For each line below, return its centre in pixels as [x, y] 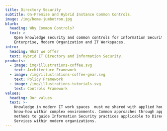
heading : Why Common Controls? [42, 28]
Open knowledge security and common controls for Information [80, 38]
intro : [12, 47]
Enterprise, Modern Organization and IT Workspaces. [70, 42]
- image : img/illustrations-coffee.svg [51, 65]
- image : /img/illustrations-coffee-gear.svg [58, 75]
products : [15, 61]
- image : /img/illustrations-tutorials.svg [55, 84]
